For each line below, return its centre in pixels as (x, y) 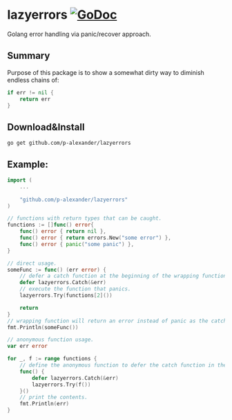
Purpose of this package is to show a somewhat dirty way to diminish (106, 72)
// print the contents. (54, 397)
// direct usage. (32, 263)
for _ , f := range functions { (52, 359)
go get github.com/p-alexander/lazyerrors (69, 143)
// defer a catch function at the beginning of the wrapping (109, 276)
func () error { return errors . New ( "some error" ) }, (95, 238)
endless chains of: (33, 80)
